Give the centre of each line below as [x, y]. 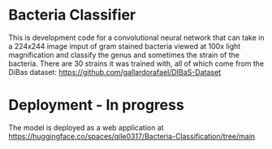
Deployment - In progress [96, 105]
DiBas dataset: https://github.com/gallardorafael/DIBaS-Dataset [115, 72]
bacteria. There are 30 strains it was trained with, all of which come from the [136, 64]
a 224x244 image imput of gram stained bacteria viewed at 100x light [125, 46]
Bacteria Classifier [72, 15]
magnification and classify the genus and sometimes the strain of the [124, 55]
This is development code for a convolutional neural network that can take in [136, 37]
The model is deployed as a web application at [86, 127]
